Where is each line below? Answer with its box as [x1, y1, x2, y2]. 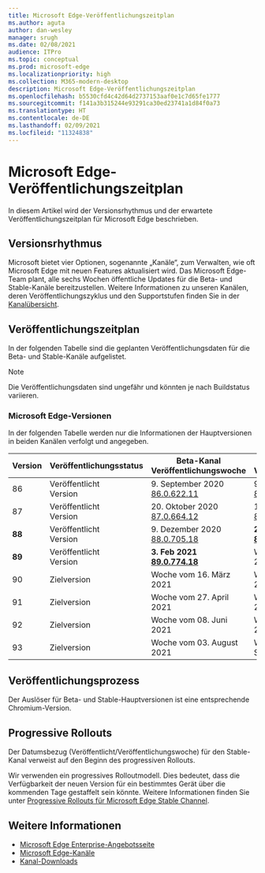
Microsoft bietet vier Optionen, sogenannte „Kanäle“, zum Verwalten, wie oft [8, 258, 256, 267]
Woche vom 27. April [151, 592, 230, 603]
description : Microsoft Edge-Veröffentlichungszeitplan [8, 84, 196, 93]
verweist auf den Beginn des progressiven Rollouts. [28, 755, 196, 765]
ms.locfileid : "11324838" [8, 129, 93, 136]
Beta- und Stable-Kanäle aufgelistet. [8, 352, 127, 361]
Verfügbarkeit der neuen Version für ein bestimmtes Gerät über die [8, 779, 226, 789]
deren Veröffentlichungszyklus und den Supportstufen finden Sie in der [8, 291, 241, 300]
